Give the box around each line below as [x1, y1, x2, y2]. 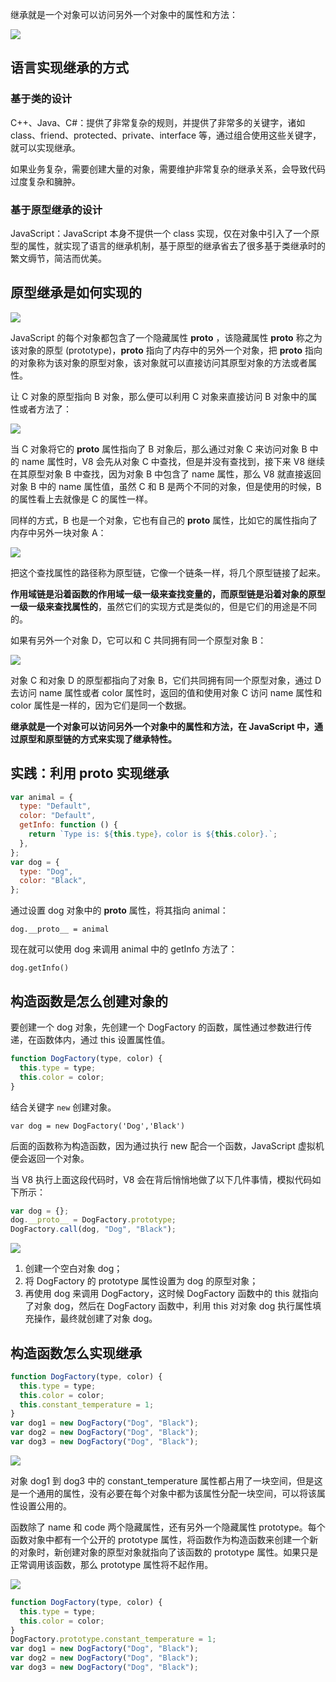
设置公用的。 [18, 1499, 72, 1512]
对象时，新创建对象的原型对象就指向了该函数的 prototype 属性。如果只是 [18, 1546, 319, 1558]
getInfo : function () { [19, 820, 118, 830]
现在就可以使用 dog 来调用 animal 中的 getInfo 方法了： [10, 943, 238, 955]
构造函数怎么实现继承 [10, 1344, 142, 1362]
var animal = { [10, 792, 74, 802]
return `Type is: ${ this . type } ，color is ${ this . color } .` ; [28, 829, 278, 840]
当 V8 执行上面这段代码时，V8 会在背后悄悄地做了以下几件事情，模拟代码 [10, 1173, 313, 1185]
